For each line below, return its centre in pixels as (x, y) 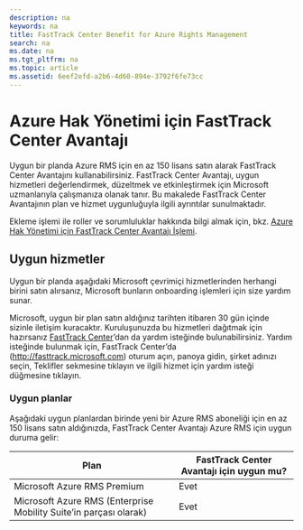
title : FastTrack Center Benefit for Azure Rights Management (129, 34)
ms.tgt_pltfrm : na (44, 60)
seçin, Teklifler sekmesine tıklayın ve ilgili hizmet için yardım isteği (132, 366)
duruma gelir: (34, 437)
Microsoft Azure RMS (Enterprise (84, 500)
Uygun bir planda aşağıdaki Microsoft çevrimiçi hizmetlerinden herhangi (143, 281)
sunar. (21, 300)
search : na (30, 43)
